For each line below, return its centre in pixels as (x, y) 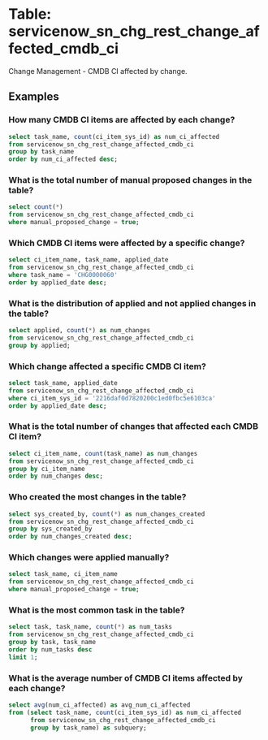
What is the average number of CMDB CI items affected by (126, 677)
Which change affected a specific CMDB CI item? (108, 366)
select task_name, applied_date (63, 383)
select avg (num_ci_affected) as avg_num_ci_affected (99, 705)
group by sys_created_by (50, 529)
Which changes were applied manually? (89, 557)
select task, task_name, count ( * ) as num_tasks (91, 627)
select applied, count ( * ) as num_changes (80, 331)
